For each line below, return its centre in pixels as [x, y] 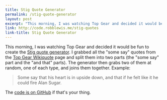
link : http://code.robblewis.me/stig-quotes [52, 28]
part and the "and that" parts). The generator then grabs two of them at [78, 63]
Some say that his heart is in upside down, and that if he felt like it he [88, 77]
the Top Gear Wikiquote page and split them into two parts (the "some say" [82, 57]
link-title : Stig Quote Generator [41, 33]
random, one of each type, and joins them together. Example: [68, 68]
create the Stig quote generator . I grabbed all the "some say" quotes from [81, 52]
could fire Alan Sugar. [40, 83]
